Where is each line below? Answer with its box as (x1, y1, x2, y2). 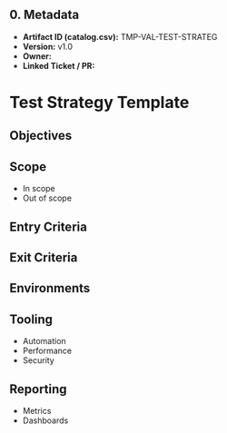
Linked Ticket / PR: (22, 60, 95, 71)
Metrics (22, 406, 52, 416)
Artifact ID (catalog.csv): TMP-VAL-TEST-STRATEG (22, 31, 218, 42)
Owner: (22, 50, 52, 62)
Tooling (9, 311, 53, 327)
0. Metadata (9, 7, 80, 23)
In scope (22, 183, 56, 194)
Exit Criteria (9, 250, 78, 265)
